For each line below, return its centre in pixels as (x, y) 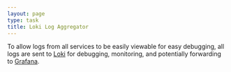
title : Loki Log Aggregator (48, 27)
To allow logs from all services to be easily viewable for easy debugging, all (116, 47)
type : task (23, 20)
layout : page (26, 14)
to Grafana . (23, 62)
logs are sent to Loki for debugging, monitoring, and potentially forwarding (114, 54)
